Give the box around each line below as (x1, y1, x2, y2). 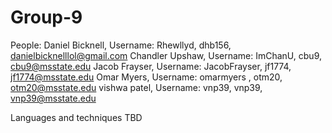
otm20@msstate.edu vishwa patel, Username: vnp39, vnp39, (10, 81, 263, 93)
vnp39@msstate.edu (10, 92, 97, 104)
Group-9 (10, 6, 83, 29)
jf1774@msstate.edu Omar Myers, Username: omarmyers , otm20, (10, 71, 283, 83)
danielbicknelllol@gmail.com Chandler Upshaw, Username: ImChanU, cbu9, (10, 49, 322, 61)
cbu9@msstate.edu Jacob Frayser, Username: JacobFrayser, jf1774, (10, 60, 292, 72)
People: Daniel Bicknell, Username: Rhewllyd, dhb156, (10, 39, 232, 51)
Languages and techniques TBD (10, 111, 143, 123)
